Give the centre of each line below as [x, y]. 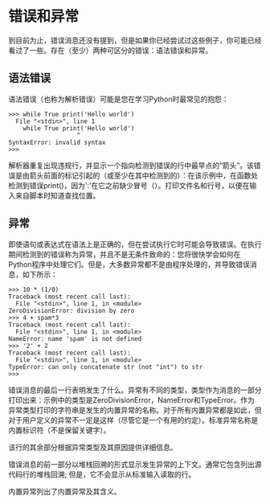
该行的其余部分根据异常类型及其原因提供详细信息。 [93, 447]
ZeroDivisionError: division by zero [72, 310]
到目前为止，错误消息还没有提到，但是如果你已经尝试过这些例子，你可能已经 [135, 40]
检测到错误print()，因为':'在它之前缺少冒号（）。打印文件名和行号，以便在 [129, 185]
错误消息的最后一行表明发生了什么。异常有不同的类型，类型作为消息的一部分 [135, 390]
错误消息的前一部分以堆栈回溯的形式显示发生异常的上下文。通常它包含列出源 [135, 464]
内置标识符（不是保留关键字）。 [59, 430]
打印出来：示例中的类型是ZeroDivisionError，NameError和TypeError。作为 [132, 400]
